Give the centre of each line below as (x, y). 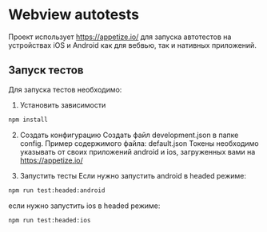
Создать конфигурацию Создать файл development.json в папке (129, 135)
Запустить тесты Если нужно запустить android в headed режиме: (133, 175)
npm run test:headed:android (57, 190)
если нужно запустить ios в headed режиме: (84, 206)
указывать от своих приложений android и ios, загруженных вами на (137, 151)
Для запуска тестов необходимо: (65, 89)
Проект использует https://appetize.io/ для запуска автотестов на (120, 37)
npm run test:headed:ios (50, 220)
